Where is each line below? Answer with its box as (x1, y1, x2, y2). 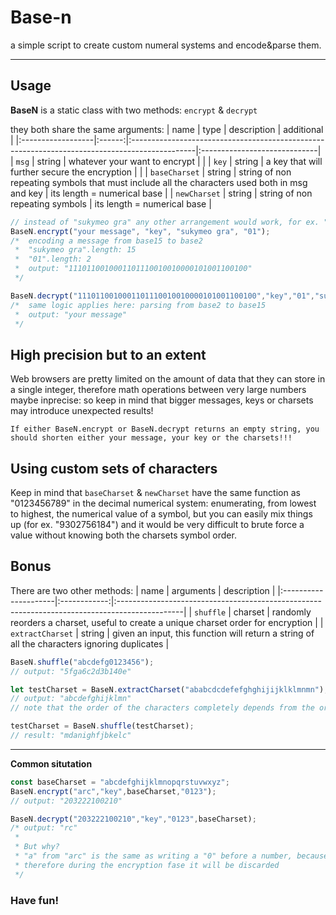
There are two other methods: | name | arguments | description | (10, 584, 276, 596)
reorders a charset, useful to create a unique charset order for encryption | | (10, 616, 324, 628)
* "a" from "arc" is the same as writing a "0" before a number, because (14, 851, 329, 861)
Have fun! (10, 893, 59, 907)
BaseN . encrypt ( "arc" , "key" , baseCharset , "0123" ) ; (10, 786, 217, 796)
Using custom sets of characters (10, 460, 218, 477)
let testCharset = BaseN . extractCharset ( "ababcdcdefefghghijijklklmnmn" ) (10, 684, 325, 695)
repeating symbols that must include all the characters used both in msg (10, 176, 308, 188)
